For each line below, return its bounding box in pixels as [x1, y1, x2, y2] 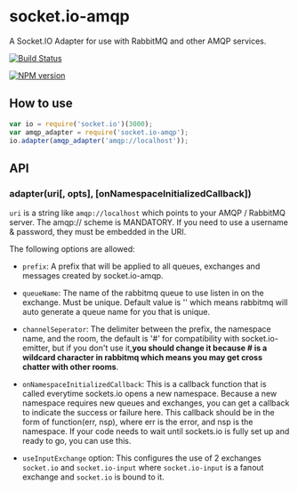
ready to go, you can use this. [21, 436, 132, 447]
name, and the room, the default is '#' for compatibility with [21, 334, 240, 344]
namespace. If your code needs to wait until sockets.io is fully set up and [21, 426, 290, 437]
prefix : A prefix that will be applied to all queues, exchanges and [21, 261, 261, 272]
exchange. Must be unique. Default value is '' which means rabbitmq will [21, 297, 288, 308]
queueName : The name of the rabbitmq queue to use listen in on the [21, 287, 264, 299]
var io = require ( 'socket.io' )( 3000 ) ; [9, 119, 153, 128]
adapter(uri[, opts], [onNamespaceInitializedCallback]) [9, 187, 252, 199]
